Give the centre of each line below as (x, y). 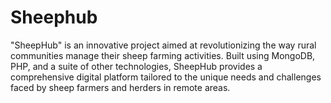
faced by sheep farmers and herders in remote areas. (120, 87)
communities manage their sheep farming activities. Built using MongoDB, (163, 55)
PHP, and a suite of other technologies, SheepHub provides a (136, 66)
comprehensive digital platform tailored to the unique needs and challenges (166, 77)
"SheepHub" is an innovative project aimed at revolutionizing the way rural (163, 45)
